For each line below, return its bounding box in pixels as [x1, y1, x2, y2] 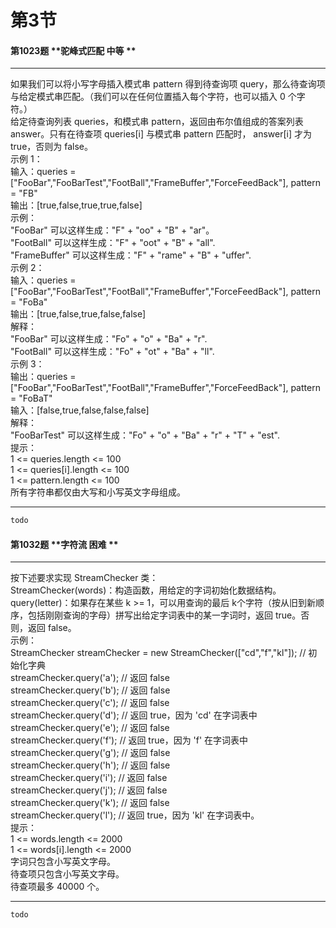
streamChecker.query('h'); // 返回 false [10, 759, 171, 771]
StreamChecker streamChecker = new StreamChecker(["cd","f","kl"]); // [10, 647, 307, 659]
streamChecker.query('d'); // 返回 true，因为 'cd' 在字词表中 [10, 709, 258, 721]
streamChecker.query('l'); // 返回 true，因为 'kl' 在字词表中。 [10, 809, 260, 821]
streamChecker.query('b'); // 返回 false [10, 684, 171, 696]
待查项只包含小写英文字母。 [10, 868, 125, 880]
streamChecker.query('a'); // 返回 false [10, 672, 170, 684]
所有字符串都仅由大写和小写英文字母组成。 [10, 486, 186, 498]
